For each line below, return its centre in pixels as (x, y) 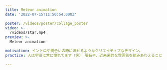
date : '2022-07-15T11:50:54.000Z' (41, 14)
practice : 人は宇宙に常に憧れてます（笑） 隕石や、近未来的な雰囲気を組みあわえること (84, 55)
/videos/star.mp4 (28, 33)
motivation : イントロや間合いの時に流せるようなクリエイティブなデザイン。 (74, 51)
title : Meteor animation (31, 10)
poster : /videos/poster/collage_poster (47, 23)
